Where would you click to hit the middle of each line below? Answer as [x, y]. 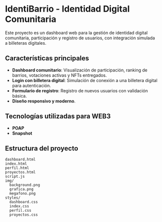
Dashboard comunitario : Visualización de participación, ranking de [80, 70]
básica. [19, 96]
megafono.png [23, 194]
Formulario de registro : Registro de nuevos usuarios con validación [80, 90]
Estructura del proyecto [42, 148]
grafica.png [22, 189]
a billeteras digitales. [26, 43]
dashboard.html [20, 160]
